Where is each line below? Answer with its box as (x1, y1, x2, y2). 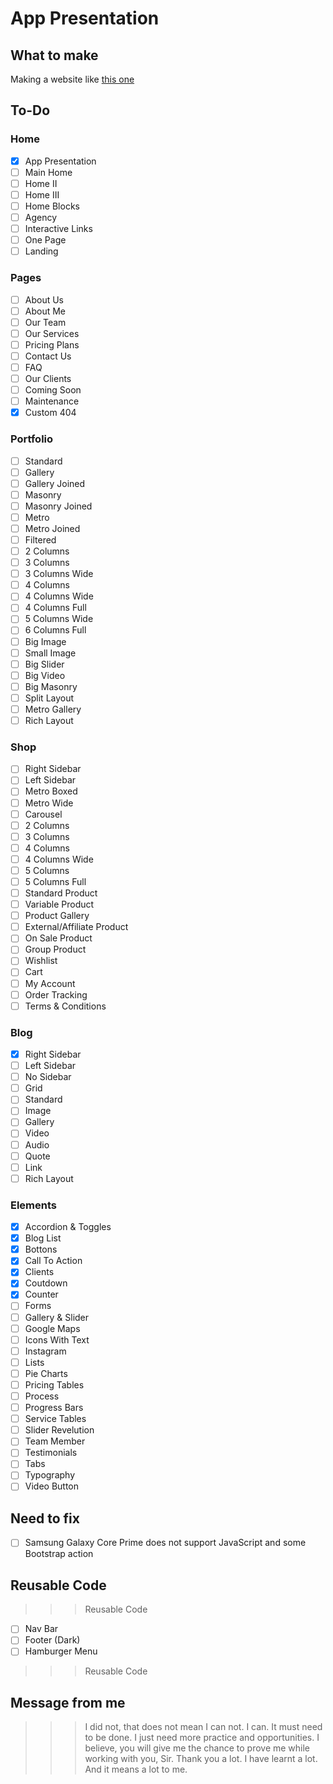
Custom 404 (24, 407, 77, 419)
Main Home (24, 166, 73, 178)
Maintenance (24, 395, 80, 407)
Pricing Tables (24, 1378, 85, 1391)
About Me (24, 305, 67, 317)
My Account (24, 977, 76, 989)
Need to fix (10, 1510, 80, 1527)
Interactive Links (24, 223, 93, 235)
